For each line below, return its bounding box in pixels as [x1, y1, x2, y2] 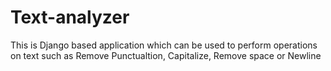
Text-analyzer [10, 6, 130, 29]
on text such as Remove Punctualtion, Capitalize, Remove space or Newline [10, 49, 322, 61]
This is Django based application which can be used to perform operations [10, 39, 318, 51]
